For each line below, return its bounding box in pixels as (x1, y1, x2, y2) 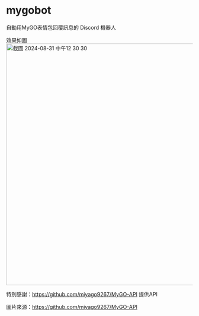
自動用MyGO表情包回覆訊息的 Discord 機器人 (6, 24, 117, 31)
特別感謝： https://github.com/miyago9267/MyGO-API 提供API (6, 291, 158, 298)
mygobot (6, 4, 52, 17)
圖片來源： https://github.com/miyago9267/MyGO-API (6, 303, 138, 310)
